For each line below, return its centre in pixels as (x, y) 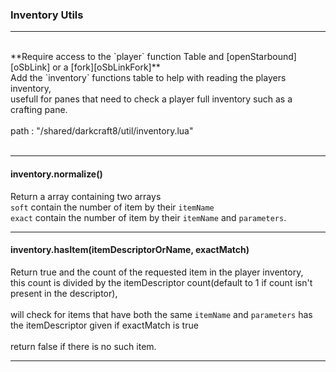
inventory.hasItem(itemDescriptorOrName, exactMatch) (130, 250)
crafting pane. (39, 110)
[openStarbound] (261, 57)
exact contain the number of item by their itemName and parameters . (148, 217)
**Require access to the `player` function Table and (117, 57)
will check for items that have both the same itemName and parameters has (161, 314)
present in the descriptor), (64, 293)
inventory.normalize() (56, 174)
